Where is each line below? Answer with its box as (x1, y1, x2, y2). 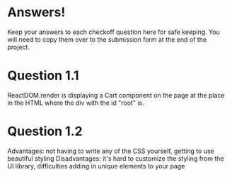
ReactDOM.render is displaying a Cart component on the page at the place (7, 91, 225, 99)
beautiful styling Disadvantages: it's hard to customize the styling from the (7, 154, 224, 163)
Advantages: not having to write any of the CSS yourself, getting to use (7, 147, 214, 155)
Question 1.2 (7, 123, 83, 139)
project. (7, 42, 30, 51)
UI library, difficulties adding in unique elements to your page (7, 161, 185, 170)
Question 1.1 (7, 68, 79, 84)
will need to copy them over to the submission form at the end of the (7, 35, 207, 43)
